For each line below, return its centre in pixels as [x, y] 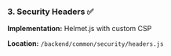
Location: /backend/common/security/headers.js [85, 44]
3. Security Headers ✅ [51, 12]
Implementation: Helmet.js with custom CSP [80, 29]
